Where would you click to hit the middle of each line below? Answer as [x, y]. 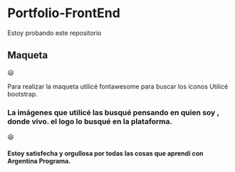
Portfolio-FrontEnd [64, 13]
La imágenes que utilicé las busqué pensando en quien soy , [113, 112]
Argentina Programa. [39, 161]
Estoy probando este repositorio [54, 33]
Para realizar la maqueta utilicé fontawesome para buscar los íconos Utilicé [118, 86]
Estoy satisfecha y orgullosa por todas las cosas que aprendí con [106, 153]
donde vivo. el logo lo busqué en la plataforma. [90, 121]
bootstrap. [22, 93]
